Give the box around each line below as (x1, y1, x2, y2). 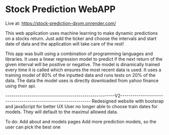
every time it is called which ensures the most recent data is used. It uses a (5, 67, 161, 73)
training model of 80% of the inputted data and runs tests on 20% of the (5, 72, 156, 78)
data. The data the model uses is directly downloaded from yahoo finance (5, 77, 159, 83)
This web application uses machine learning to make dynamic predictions (5, 30, 158, 36)
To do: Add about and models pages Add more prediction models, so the (5, 118, 156, 124)
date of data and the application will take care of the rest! (5, 40, 124, 47)
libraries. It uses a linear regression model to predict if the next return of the (5, 56, 163, 62)
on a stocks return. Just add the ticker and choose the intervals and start (5, 35, 157, 41)
